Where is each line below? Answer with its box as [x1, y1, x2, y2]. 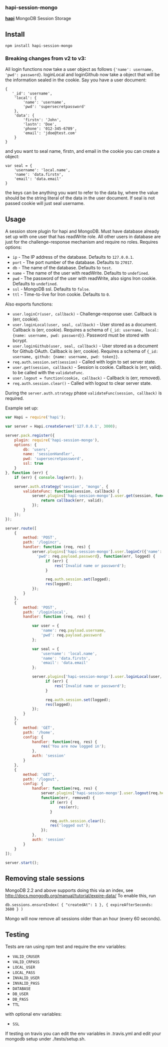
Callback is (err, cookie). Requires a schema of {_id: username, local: [12, 327, 159, 333]
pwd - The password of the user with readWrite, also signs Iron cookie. [12, 275, 157, 281]
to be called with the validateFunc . [12, 370, 84, 376]
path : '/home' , [23, 730, 55, 735]
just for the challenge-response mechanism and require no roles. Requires [5, 239, 158, 245]
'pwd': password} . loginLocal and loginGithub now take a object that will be [5, 72, 160, 78]
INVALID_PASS [12, 981, 40, 986]
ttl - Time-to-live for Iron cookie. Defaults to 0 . [12, 291, 110, 297]
